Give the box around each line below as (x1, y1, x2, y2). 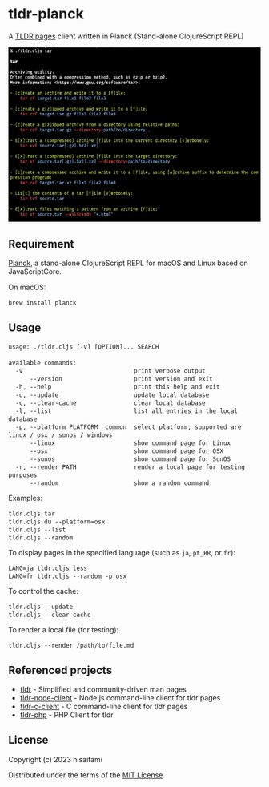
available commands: (8, 359, 78, 367)
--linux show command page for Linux (29, 439, 231, 447)
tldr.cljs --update (8, 603, 74, 611)
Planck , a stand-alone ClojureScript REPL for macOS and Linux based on (8, 258, 248, 268)
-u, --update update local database (15, 391, 210, 399)
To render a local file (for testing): (8, 625, 119, 635)
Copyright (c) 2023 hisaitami (8, 754, 102, 764)
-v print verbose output (15, 367, 206, 375)
